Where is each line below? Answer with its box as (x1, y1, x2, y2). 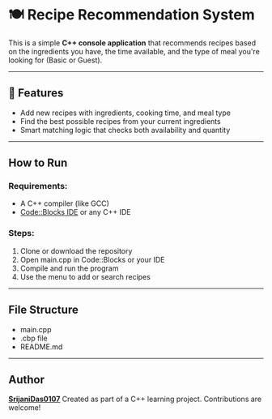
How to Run (8, 156, 68, 170)
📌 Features (8, 86, 64, 100)
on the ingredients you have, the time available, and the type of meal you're (8, 46, 261, 56)
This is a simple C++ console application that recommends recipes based (8, 37, 257, 48)
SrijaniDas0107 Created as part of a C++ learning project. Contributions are (8, 394, 262, 404)
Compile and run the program (19, 263, 119, 273)
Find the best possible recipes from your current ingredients (19, 116, 221, 126)
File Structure (8, 303, 79, 317)
